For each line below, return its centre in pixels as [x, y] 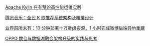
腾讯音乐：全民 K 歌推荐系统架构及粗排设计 [49, 18]
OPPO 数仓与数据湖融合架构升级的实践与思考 [51, 38]
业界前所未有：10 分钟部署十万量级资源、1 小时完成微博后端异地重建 [75, 28]
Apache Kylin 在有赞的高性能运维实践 [43, 7]
